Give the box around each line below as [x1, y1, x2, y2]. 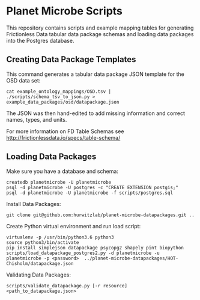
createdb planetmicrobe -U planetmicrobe [6, 179, 112, 185]
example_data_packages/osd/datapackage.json [6, 99, 120, 105]
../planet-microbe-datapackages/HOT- [83, 255, 179, 261]
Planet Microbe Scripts [6, 4, 123, 18]
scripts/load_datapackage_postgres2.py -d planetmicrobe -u [6, 250, 160, 256]
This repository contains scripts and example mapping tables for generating [6, 24, 194, 31]
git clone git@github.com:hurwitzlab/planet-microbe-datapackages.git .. [6, 212, 195, 218]
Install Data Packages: [6, 200, 61, 207]
